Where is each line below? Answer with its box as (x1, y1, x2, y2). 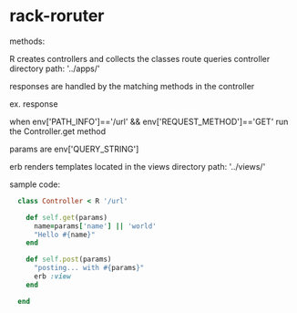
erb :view (33, 272, 71, 281)
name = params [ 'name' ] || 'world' (33, 221, 157, 231)
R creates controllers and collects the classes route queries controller (9, 53, 271, 64)
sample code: (9, 179, 61, 190)
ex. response (9, 98, 58, 110)
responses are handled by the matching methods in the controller (9, 80, 255, 91)
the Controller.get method (9, 125, 107, 137)
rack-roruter (9, 5, 105, 26)
